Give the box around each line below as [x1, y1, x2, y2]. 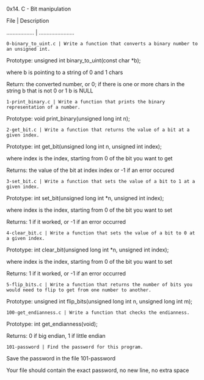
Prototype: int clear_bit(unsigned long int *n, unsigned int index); [6, 246, 169, 253]
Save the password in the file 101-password [6, 355, 116, 362]
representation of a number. [6, 104, 81, 110]
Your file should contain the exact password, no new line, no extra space [6, 367, 189, 374]
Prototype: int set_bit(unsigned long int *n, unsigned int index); [6, 195, 164, 201]
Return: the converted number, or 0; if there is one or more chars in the [6, 81, 185, 88]
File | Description [6, 17, 49, 24]
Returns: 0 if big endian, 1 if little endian [6, 332, 106, 339]
